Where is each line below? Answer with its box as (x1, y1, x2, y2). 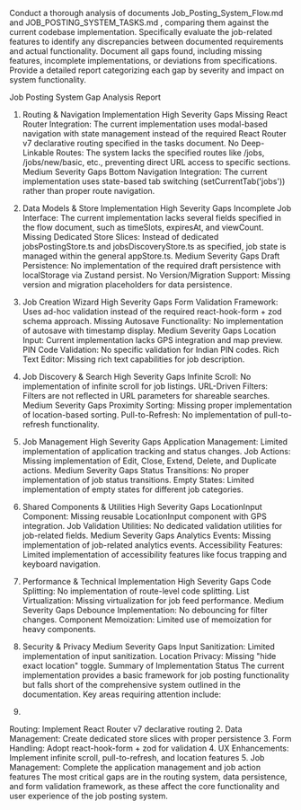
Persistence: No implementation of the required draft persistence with (22, 260, 281, 270)
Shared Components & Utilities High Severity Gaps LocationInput (22, 502, 262, 512)
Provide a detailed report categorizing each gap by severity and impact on (9, 65, 285, 75)
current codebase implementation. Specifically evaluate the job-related (9, 27, 272, 37)
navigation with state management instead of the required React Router (22, 128, 287, 138)
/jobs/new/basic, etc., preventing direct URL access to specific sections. (22, 157, 291, 167)
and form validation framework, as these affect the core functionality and (9, 781, 280, 791)
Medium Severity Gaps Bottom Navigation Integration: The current (22, 166, 268, 177)
